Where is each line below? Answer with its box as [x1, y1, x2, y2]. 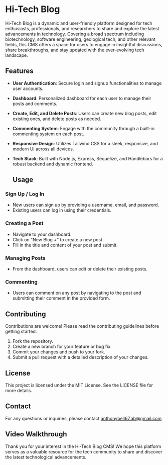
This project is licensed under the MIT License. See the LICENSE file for [5, 382, 153, 388]
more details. [5, 387, 33, 393]
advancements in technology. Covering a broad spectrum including [5, 31, 144, 37]
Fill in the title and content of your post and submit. [12, 242, 118, 248]
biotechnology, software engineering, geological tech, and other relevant [5, 36, 156, 42]
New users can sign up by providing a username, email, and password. [12, 202, 159, 208]
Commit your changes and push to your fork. [12, 349, 105, 355]
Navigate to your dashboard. [12, 231, 72, 237]
